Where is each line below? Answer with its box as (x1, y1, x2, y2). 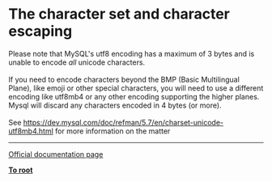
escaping (8, 22, 73, 40)
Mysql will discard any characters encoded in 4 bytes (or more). (8, 100, 222, 110)
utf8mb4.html (8, 126, 54, 136)
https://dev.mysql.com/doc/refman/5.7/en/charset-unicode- (23, 117, 224, 127)
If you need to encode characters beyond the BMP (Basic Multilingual (8, 74, 240, 84)
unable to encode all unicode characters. (8, 57, 146, 67)
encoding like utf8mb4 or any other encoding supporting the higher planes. (8, 91, 260, 101)
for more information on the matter (55, 126, 171, 136)
